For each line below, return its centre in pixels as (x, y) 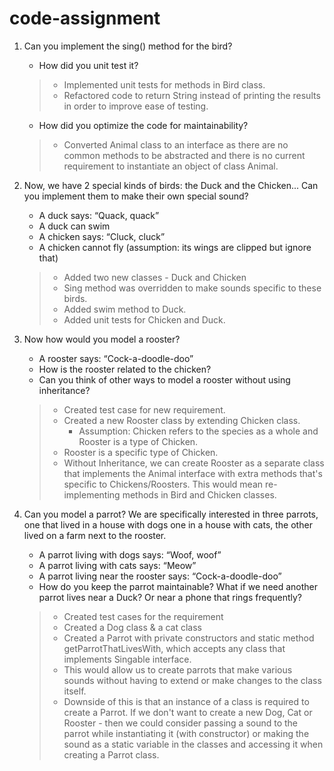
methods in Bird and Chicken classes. (199, 494)
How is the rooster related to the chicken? (125, 369)
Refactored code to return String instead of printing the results (192, 95)
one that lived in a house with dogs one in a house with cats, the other (168, 524)
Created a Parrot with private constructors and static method (189, 638)
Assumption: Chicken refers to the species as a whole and (198, 431)
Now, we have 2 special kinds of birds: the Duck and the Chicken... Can (171, 185)
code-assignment (85, 18)
